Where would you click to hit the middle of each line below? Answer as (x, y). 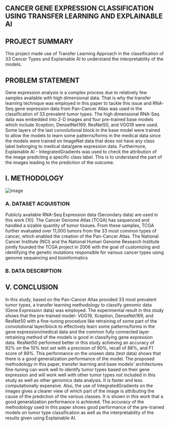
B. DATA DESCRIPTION (34, 271)
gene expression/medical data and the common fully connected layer (77, 332)
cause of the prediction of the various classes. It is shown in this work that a (84, 396)
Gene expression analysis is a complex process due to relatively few (76, 93)
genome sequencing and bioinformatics (47, 258)
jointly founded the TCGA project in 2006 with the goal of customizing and (82, 247)
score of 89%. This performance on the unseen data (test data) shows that (83, 353)
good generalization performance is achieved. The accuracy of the (75, 402)
